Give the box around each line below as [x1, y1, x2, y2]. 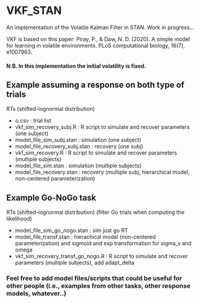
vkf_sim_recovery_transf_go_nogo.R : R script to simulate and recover [15, 253, 189, 260]
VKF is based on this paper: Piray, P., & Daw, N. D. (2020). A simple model [6, 35, 190, 42]
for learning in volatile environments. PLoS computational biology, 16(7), [6, 42, 185, 49]
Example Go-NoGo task [6, 192, 97, 203]
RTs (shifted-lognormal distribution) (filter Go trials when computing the [6, 208, 185, 216]
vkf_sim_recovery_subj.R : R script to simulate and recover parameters [15, 124, 190, 131]
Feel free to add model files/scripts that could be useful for [6, 274, 182, 282]
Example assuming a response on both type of [6, 79, 185, 90]
